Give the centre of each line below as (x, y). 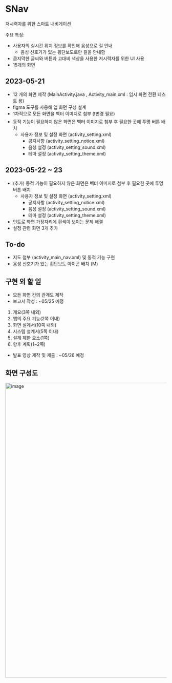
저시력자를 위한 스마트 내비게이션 (38, 24)
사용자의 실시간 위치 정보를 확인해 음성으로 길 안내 (62, 45)
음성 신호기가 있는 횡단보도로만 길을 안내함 (63, 52)
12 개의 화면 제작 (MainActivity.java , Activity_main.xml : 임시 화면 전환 (84, 94)
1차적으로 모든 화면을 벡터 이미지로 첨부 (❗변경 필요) (64, 113)
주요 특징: (15, 34)
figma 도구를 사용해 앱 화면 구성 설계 (49, 107)
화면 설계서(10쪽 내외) (35, 325)
